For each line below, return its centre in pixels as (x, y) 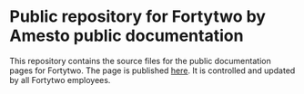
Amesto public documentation (127, 36)
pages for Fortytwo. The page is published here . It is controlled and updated (152, 70)
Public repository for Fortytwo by (138, 17)
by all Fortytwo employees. (60, 80)
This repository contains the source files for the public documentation (140, 61)
